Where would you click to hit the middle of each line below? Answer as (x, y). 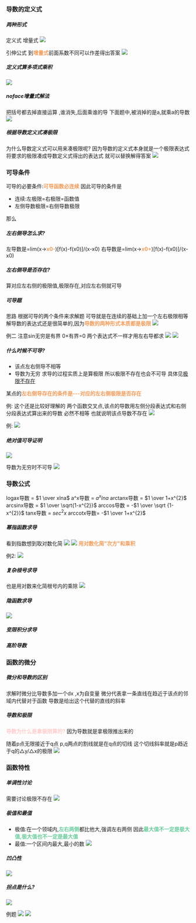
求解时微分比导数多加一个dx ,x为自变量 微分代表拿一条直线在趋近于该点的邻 (97, 693)
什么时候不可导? (25, 350)
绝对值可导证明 (24, 440)
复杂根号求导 (21, 570)
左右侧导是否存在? (28, 270)
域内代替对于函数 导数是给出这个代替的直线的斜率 (66, 701)
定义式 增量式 (22, 40)
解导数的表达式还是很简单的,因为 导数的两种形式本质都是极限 (79, 323)
